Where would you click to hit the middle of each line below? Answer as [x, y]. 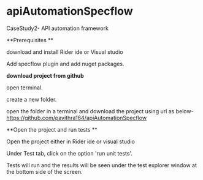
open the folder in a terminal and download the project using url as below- [100, 111]
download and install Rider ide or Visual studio [65, 52]
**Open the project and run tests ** [52, 129]
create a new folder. [32, 99]
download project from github [45, 75]
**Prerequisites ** [30, 40]
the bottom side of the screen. [44, 171]
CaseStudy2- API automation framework [58, 28]
